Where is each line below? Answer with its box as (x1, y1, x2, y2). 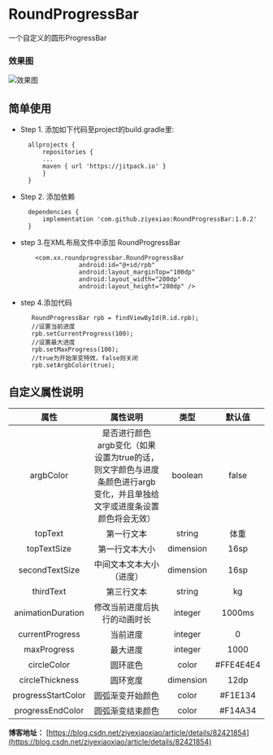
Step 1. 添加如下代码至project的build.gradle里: (19, 125, 175, 134)
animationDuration (14, 607, 84, 618)
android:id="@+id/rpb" (78, 261, 156, 270)
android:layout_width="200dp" (78, 275, 181, 283)
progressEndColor (14, 705, 84, 716)
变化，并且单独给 (93, 488, 160, 499)
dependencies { (28, 209, 80, 217)
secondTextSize (18, 564, 80, 575)
